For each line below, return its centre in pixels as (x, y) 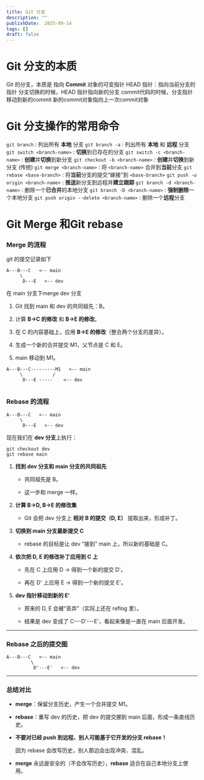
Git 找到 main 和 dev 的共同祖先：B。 (61, 306)
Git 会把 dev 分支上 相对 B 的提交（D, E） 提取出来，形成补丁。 (102, 518)
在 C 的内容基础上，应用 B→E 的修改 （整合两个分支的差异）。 (91, 332)
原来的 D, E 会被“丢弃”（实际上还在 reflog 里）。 (83, 608)
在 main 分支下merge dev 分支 (44, 293)
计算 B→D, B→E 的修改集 (46, 505)
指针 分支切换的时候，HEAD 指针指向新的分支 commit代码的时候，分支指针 (100, 92)
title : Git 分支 (26, 12)
